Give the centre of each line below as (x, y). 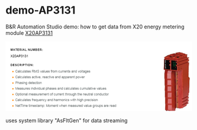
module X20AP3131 (29, 32)
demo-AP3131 (41, 10)
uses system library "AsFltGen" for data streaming (67, 121)
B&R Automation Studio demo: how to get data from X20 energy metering (95, 27)
